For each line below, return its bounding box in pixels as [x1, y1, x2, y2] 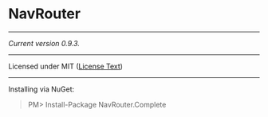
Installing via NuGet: [8, 84, 75, 94]
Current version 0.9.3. [8, 38, 80, 48]
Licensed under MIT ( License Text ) [8, 61, 124, 71]
